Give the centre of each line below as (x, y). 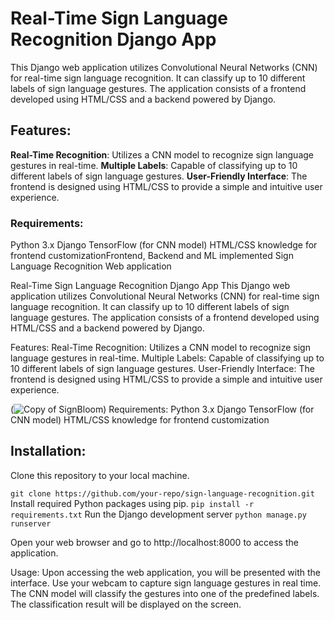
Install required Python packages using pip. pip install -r (132, 503)
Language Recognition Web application (91, 266)
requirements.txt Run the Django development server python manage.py (158, 514)
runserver (31, 523)
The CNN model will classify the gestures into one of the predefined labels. (165, 593)
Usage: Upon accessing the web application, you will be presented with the (166, 572)
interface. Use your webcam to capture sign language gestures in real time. (166, 583)
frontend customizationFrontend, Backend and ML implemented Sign (152, 256)
